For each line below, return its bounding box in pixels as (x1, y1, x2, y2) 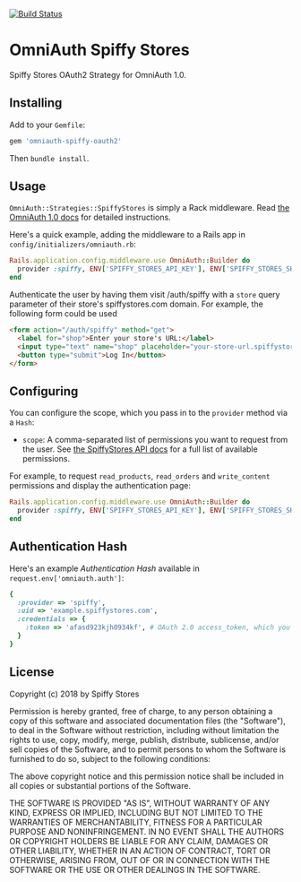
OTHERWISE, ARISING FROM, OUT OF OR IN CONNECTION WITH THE (9, 854, 271, 865)
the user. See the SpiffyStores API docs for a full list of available (21, 444, 258, 454)
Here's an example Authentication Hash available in (9, 563, 200, 574)
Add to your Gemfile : (9, 119, 86, 130)
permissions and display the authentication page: (9, 480, 191, 491)
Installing (9, 95, 63, 111)
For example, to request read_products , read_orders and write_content (9, 471, 271, 481)
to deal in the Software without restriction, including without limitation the (9, 724, 279, 735)
